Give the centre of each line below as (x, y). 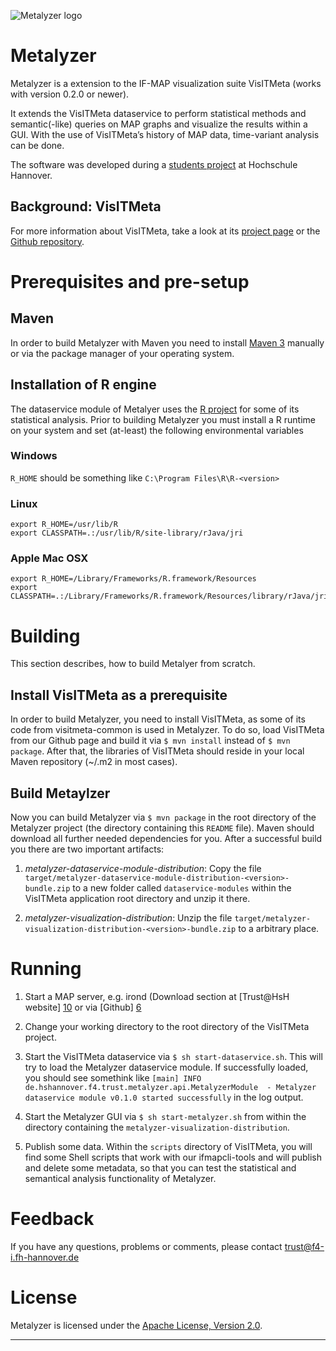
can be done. (37, 145)
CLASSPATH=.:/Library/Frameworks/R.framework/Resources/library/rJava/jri (169, 596)
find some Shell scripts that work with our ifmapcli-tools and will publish (173, 1157)
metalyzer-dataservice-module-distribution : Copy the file (143, 869)
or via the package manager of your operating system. (122, 353)
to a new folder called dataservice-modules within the (182, 888)
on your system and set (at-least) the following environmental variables (157, 430)
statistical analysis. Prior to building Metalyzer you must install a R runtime (163, 419)
